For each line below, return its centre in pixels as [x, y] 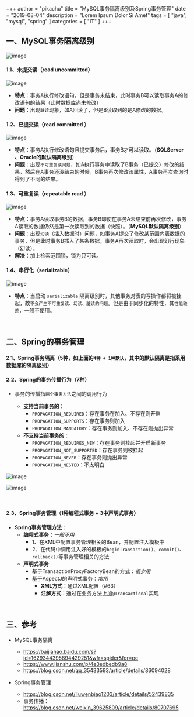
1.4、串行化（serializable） [39, 270]
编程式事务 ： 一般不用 [49, 535]
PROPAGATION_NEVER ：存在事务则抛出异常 [80, 457]
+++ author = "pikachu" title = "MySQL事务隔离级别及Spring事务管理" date [96, 8]
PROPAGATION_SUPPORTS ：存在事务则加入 [78, 421]
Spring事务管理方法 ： [40, 527]
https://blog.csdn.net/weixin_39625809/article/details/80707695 [101, 708]
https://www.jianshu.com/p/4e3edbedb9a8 [75, 664]
